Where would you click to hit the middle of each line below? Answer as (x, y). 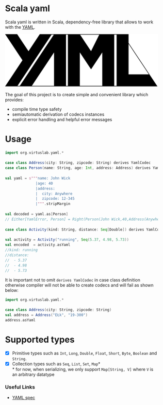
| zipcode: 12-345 (55, 199)
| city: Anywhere (54, 194)
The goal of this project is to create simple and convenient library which (77, 94)
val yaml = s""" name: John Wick (38, 178)
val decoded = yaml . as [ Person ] (37, 214)
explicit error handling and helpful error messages (62, 119)
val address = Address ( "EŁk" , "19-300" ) (47, 315)
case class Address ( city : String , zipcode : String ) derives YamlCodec (78, 163)
